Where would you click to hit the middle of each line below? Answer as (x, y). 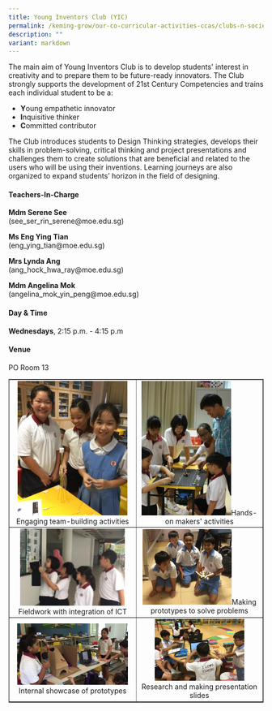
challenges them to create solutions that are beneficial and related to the (130, 159)
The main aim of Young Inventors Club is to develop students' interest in (128, 67)
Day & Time (28, 313)
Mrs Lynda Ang (34, 261)
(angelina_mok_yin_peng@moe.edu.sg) (74, 294)
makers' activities (204, 521)
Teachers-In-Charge (44, 194)
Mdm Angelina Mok (42, 286)
